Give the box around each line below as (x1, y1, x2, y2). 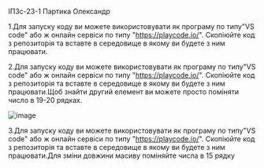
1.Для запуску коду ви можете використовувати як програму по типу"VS (8, 22, 255, 31)
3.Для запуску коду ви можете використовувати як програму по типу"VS (8, 126, 256, 135)
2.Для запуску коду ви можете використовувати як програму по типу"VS (8, 62, 256, 71)
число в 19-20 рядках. (8, 96, 83, 104)
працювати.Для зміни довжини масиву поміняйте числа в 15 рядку (8, 151, 235, 160)
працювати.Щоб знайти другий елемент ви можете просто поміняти (8, 87, 240, 97)
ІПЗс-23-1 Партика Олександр (8, 7, 110, 16)
